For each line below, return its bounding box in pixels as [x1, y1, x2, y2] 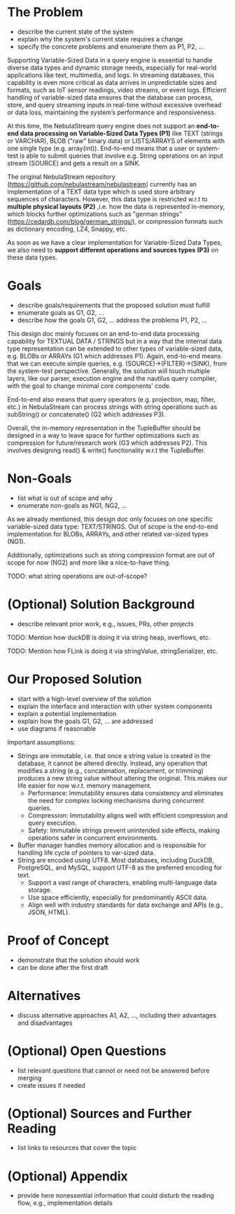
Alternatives [7, 987, 81, 1004]
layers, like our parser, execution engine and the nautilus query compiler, [7, 374, 217, 382]
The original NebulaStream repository [7, 173, 115, 181]
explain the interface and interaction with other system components [17, 702, 213, 710]
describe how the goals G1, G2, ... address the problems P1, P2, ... [17, 316, 208, 324]
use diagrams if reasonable [17, 724, 97, 733]
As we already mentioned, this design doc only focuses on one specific [7, 515, 213, 523]
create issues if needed [17, 1081, 85, 1089]
